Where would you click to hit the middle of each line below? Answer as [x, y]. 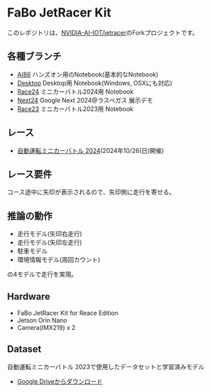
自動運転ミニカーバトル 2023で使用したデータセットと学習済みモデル [106, 367]
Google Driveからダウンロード [60, 381]
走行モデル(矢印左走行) [49, 243]
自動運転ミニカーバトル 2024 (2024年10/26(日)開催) [90, 150]
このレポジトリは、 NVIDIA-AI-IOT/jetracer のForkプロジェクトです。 [103, 32]
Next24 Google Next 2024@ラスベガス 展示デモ [85, 100]
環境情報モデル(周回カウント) [59, 260]
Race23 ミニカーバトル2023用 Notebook [75, 109]
